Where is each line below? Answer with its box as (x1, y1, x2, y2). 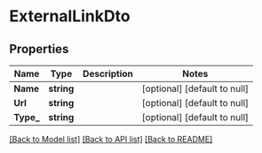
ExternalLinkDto (9, 6, 131, 27)
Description (83, 68, 133, 80)
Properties (9, 42, 69, 57)
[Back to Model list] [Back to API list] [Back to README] (9, 134, 213, 144)
